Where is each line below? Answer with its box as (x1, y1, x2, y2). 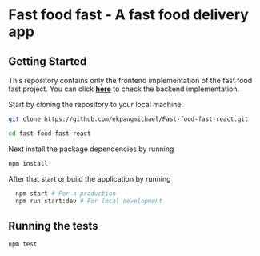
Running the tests (8, 218, 98, 233)
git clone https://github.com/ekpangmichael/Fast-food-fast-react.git (8, 115, 249, 123)
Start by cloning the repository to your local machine (8, 100, 182, 109)
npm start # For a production (15, 190, 116, 198)
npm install (8, 159, 48, 167)
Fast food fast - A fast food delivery (8, 6, 250, 24)
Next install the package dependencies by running (8, 144, 174, 154)
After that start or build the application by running (8, 174, 171, 183)
